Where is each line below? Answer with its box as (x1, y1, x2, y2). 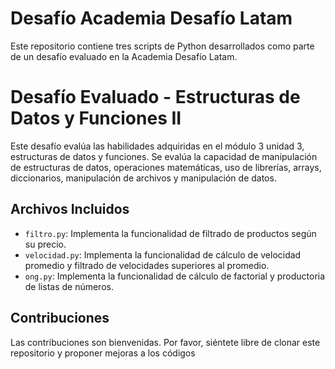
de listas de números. (24, 280, 114, 292)
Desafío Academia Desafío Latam (10, 7, 293, 30)
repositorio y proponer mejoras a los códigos (10, 347, 196, 359)
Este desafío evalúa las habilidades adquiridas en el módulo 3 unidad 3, (10, 140, 305, 152)
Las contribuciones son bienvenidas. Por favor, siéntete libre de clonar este (10, 336, 321, 348)
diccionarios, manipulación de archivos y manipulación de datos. (10, 172, 277, 184)
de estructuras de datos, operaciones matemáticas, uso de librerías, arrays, (10, 161, 322, 173)
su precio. (24, 238, 67, 250)
